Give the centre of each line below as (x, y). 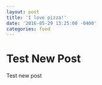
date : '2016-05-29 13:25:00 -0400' (52, 23)
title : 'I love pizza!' (37, 18)
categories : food (28, 29)
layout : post (23, 12)
